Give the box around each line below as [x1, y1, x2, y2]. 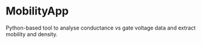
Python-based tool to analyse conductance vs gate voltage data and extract [5, 24, 196, 31]
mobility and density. [5, 30, 58, 37]
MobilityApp [5, 4, 69, 18]
